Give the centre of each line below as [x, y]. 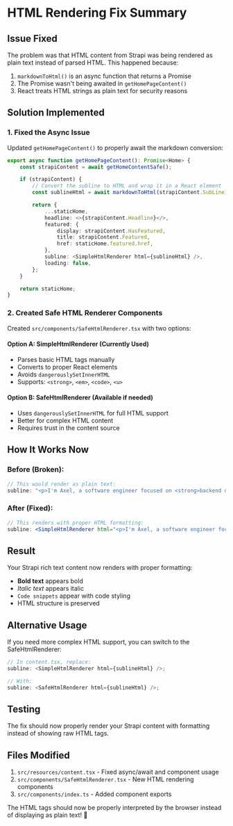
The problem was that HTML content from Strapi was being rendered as [110, 55]
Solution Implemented [56, 113]
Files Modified [39, 755]
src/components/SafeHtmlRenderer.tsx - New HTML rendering [105, 779]
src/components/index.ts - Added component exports [94, 794]
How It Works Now [48, 450]
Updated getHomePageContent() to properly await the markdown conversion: [115, 148]
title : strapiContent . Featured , [103, 237]
